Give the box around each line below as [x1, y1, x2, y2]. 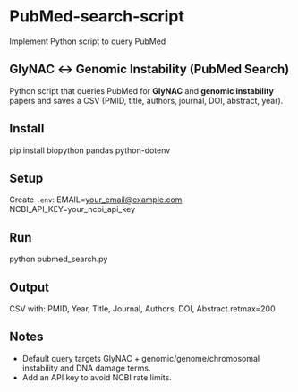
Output [9, 279, 49, 294]
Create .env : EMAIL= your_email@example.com [9, 194, 183, 205]
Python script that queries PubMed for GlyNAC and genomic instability [9, 85, 275, 96]
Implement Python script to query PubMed [9, 36, 166, 47]
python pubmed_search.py [9, 253, 108, 265]
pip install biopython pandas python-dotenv [9, 145, 171, 156]
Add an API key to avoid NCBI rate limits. [21, 371, 172, 382]
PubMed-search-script [9, 6, 185, 27]
